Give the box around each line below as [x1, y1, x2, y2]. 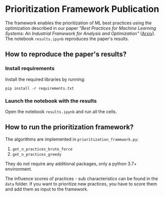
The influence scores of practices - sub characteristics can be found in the [5, 175, 159, 182]
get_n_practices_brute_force [12, 146, 73, 152]
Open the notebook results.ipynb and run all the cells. [5, 108, 117, 115]
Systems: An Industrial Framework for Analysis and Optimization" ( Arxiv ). [5, 30, 156, 36]
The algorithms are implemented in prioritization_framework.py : [5, 136, 139, 142]
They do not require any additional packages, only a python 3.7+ [5, 160, 137, 167]
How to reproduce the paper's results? [5, 50, 127, 59]
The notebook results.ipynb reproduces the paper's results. [5, 36, 129, 42]
